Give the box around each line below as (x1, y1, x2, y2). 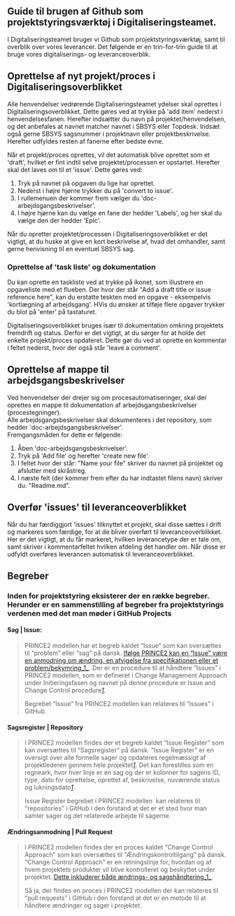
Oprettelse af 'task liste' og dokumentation (7, 262, 156, 272)
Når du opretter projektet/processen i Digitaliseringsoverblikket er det (7, 230, 208, 238)
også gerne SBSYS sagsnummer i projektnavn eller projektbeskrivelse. (7, 129, 211, 138)
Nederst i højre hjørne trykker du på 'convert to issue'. (17, 186, 173, 195)
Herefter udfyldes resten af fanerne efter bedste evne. (7, 136, 164, 146)
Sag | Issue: (7, 626, 43, 634)
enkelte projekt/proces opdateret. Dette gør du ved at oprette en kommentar (7, 336, 227, 344)
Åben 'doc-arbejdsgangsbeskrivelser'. (17, 444, 128, 452)
